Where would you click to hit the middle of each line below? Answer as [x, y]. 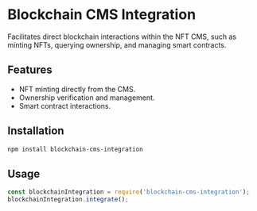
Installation [36, 131]
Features [30, 70]
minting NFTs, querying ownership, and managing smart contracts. [117, 44]
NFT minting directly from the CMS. [77, 89]
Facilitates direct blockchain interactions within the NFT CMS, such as [122, 36]
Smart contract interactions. [65, 105]
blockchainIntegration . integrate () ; [68, 200]
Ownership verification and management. [87, 98]
